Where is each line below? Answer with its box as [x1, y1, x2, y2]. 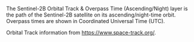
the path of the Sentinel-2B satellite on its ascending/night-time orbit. [6, 11, 176, 18]
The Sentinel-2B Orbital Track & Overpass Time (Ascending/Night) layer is [6, 5, 188, 12]
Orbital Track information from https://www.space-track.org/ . [6, 29, 157, 36]
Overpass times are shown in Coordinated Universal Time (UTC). [6, 18, 165, 24]
